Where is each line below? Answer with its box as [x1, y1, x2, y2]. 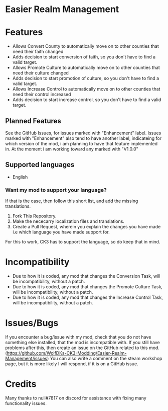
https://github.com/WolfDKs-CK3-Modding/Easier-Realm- [7, 350, 127, 356]
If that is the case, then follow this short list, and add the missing [5, 198, 138, 204]
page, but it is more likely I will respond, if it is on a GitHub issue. [5, 361, 139, 367]
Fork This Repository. [12, 213, 57, 219]
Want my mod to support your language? [5, 186, 107, 193]
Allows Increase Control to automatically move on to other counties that [12, 86, 160, 92]
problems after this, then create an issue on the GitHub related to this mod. [5, 345, 159, 351]
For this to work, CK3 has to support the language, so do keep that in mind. [5, 239, 160, 245]
